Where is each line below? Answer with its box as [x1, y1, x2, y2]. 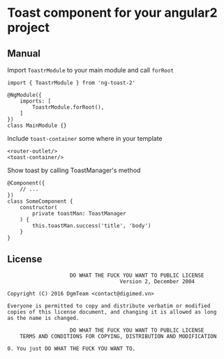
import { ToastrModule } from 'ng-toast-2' [7, 79, 136, 86]
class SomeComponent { [7, 198, 73, 205]
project [7, 20, 50, 36]
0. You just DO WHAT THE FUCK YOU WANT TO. [7, 345, 136, 352]
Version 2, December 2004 [119, 277, 195, 285]
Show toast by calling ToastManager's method [7, 166, 141, 174]
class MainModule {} [7, 122, 68, 129]
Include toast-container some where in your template [7, 135, 163, 142]
